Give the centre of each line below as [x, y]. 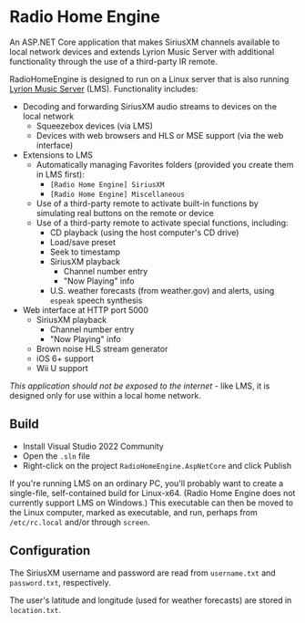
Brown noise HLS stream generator [102, 348]
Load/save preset [82, 242]
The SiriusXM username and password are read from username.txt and [142, 573]
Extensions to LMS [58, 155]
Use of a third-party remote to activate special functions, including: [162, 223]
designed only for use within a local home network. [106, 395]
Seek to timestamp [85, 252]
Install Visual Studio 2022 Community [93, 446]
